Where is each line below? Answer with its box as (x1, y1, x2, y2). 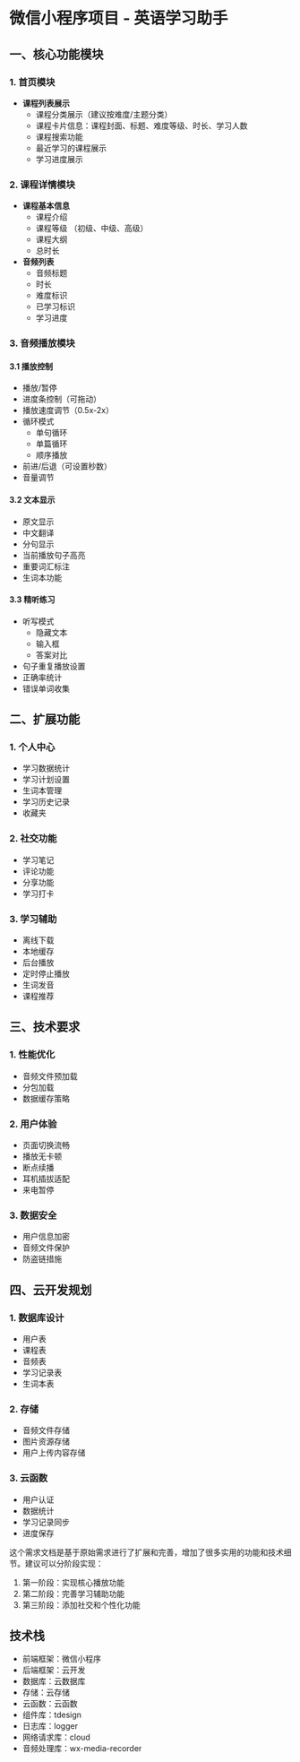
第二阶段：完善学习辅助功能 (21, 1588, 125, 1599)
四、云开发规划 (9, 1283, 92, 1298)
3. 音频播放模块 (9, 337, 76, 350)
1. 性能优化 (9, 1049, 56, 1061)
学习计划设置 (21, 774, 70, 785)
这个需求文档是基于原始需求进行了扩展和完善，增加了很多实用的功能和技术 (9, 1547, 284, 1558)
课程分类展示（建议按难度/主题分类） (35, 108, 173, 119)
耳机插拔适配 (21, 1173, 70, 1184)
